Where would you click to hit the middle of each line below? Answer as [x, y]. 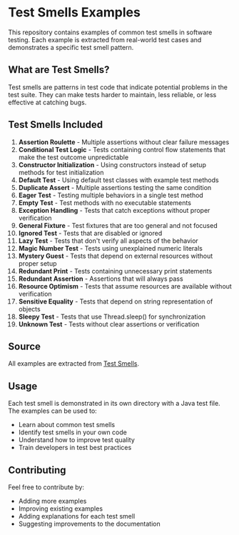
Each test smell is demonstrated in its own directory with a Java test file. [114, 404]
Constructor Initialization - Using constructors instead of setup [112, 164]
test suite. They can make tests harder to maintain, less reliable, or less [112, 94]
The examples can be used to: [52, 411]
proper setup [37, 263]
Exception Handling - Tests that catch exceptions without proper [114, 210]
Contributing [37, 470]
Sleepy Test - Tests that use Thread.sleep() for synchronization [112, 316]
